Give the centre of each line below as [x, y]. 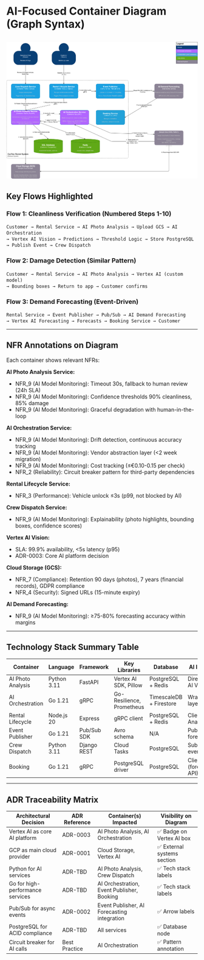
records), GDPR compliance [50, 585]
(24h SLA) [28, 390]
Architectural [33, 816]
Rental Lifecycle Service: [39, 484]
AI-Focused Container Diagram [87, 11]
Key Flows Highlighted [49, 196]
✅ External [170, 846]
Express [90, 718]
